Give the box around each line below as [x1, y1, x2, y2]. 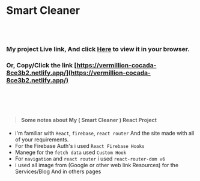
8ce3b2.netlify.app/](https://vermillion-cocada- [6, 69, 151, 77]
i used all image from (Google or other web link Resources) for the [14, 162, 179, 169]
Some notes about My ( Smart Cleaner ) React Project [20, 116, 157, 123]
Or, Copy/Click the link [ [6, 61, 77, 69]
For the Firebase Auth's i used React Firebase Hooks [14, 143, 145, 150]
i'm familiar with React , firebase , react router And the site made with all [14, 130, 195, 137]
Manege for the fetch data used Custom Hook [14, 149, 127, 156]
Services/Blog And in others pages [14, 168, 102, 175]
